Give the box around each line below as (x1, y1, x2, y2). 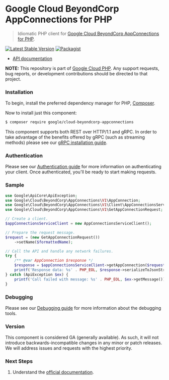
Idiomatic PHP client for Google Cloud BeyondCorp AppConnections (17, 30, 159, 36)
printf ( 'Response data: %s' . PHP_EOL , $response (14, 267, 121, 273)
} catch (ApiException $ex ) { (5, 272, 69, 277)
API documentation (12, 55, 53, 61)
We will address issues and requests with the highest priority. (5, 345, 132, 351)
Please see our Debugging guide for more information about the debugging (5, 305, 161, 311)
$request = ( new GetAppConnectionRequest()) (5, 234, 100, 240)
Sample (5, 181, 24, 188)
